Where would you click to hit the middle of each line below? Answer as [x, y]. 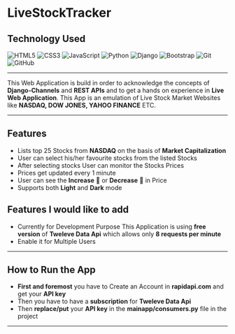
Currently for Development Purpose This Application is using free [112, 226]
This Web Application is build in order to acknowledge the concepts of [108, 83]
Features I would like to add [68, 210]
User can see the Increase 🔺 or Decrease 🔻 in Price [92, 180]
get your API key [42, 294]
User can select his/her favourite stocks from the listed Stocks [107, 158]
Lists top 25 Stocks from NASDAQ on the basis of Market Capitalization [122, 150]
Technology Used [47, 39]
